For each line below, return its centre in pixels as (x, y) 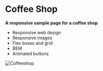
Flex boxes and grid (32, 43)
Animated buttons (30, 54)
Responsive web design (37, 32)
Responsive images (32, 38)
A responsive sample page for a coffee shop (51, 23)
